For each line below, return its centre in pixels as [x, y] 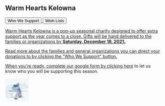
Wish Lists [55, 21]
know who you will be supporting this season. [52, 71]
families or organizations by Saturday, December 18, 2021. [65, 41]
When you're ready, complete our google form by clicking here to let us [78, 66]
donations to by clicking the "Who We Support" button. [61, 56]
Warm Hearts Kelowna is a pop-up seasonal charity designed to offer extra [82, 31]
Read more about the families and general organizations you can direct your [82, 51]
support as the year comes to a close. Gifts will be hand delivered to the [79, 36]
